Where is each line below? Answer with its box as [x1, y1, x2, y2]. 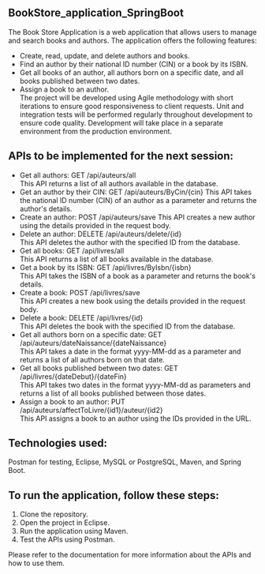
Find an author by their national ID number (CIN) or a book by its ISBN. [19, 59, 248, 69]
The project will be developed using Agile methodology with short [19, 92, 234, 102]
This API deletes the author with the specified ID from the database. [19, 237, 241, 247]
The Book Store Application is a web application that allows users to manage [8, 27, 257, 36]
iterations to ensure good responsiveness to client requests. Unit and [19, 101, 244, 111]
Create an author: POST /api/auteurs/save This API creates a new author [19, 212, 256, 222]
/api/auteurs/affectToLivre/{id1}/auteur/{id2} [19, 405, 163, 415]
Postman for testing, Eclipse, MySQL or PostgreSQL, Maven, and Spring [8, 457, 242, 467]
